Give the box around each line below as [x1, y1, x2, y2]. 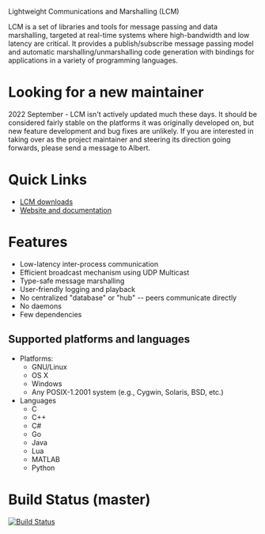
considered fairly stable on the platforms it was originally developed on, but [8, 118, 255, 127]
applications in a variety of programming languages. [8, 55, 178, 65]
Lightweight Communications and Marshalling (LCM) [8, 7, 180, 16]
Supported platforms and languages [8, 332, 191, 347]
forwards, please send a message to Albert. [8, 142, 150, 153]
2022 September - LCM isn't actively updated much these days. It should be [8, 109, 257, 119]
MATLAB [31, 454, 61, 464]
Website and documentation [19, 205, 112, 214]
